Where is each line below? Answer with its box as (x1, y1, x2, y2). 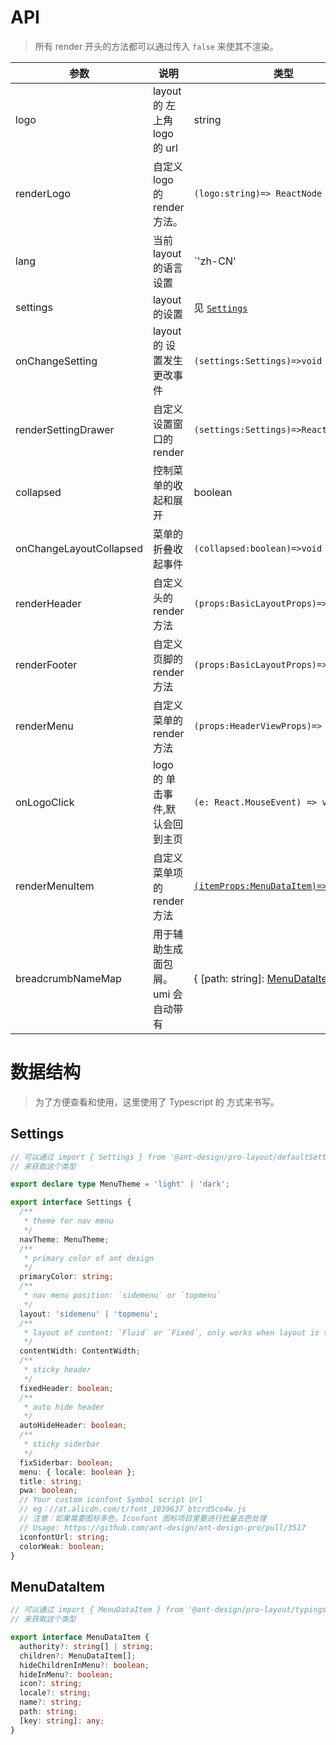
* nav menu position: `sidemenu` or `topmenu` (23, 1291, 222, 1301)
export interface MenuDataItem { (10, 1632, 150, 1642)
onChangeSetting (15, 354, 98, 368)
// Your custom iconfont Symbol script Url (19, 1495, 203, 1505)
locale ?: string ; (19, 1688, 92, 1698)
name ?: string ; (19, 1697, 83, 1708)
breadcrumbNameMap (15, 971, 122, 985)
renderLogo (15, 186, 71, 200)
